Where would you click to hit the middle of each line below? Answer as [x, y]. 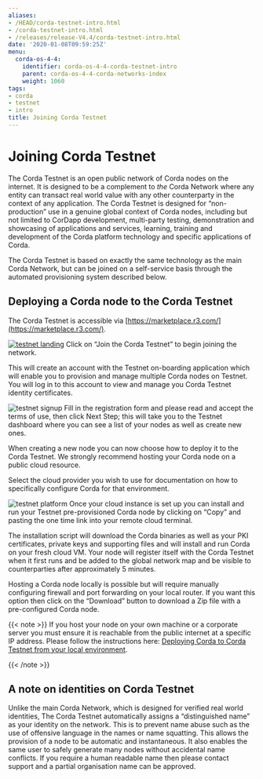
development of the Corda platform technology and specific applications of [130, 236]
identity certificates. [40, 393]
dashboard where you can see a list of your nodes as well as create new [125, 424]
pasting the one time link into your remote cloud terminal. [100, 520]
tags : [17, 88]
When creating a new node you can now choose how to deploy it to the [123, 448]
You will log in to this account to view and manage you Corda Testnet [120, 384]
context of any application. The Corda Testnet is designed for [107, 203]
